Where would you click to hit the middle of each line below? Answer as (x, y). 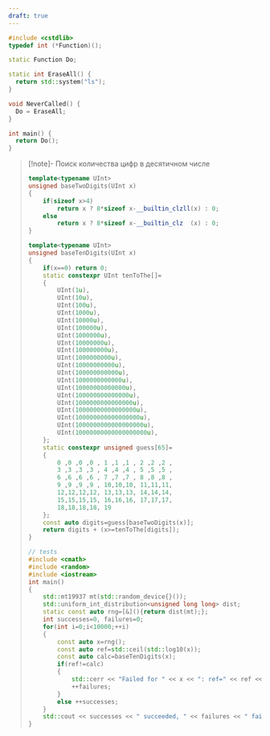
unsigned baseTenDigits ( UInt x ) (82, 253)
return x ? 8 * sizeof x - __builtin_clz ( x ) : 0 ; (138, 223)
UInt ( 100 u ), (77, 306)
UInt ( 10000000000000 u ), (97, 387)
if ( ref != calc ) (81, 664)
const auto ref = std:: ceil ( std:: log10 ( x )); (129, 649)
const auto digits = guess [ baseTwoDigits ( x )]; (119, 523)
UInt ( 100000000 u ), (88, 350)
